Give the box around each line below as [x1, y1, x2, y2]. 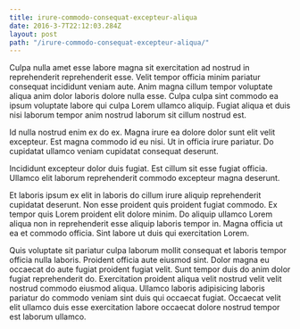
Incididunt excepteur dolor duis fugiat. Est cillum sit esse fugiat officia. [9, 163, 268, 174]
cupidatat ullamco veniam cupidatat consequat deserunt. [9, 146, 219, 157]
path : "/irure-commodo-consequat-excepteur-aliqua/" [9, 37, 210, 47]
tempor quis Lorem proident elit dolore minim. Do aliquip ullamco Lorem [9, 209, 273, 219]
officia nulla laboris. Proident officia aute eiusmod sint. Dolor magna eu [9, 255, 270, 266]
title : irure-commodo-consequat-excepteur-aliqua [9, 12, 198, 22]
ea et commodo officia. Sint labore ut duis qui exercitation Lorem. [9, 228, 250, 239]
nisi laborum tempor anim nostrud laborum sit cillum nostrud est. [9, 110, 247, 120]
